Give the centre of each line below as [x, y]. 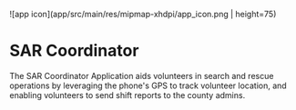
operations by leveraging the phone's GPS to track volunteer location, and [148, 85]
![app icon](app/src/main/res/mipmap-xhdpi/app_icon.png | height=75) [143, 14]
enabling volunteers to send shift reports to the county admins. [128, 95]
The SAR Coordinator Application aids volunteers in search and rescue [142, 75]
